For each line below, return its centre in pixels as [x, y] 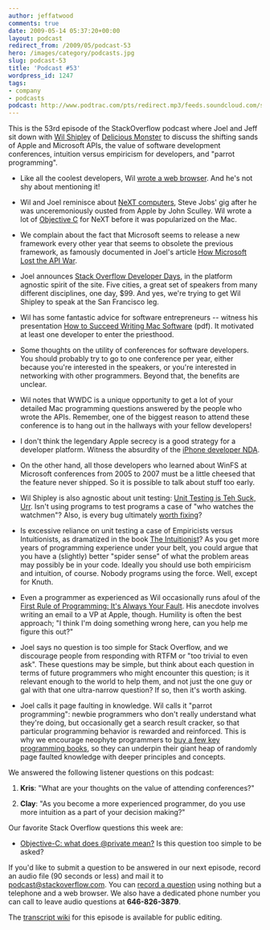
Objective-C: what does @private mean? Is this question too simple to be [141, 844]
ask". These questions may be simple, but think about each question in [137, 665]
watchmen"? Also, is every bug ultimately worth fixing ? [111, 515]
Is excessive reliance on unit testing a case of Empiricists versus [126, 531]
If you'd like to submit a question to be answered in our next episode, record [135, 868]
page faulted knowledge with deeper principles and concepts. [123, 757]
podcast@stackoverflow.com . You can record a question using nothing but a [135, 885]
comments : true [34, 23]
